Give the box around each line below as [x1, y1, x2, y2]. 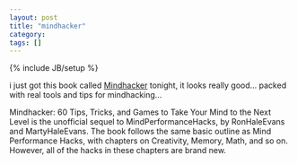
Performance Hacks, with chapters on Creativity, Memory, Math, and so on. [9, 135, 289, 146]
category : [9, 30, 47, 39]
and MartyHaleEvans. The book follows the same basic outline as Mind [9, 126, 272, 137]
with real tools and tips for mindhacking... [9, 90, 162, 100]
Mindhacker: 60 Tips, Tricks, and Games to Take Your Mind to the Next [9, 107, 272, 117]
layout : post [9, 13, 58, 22]
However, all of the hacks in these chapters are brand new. [9, 145, 227, 156]
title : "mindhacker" [9, 22, 87, 30]
